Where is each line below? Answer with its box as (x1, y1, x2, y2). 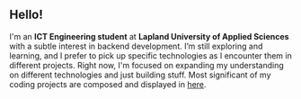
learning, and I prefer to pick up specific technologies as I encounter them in (9, 49, 292, 61)
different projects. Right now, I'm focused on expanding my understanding (9, 59, 285, 70)
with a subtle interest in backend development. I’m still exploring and (9, 40, 263, 51)
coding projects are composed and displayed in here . (9, 78, 207, 89)
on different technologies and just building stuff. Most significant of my (9, 69, 271, 80)
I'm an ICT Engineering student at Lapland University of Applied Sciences (9, 31, 289, 41)
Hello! (9, 7, 43, 22)
